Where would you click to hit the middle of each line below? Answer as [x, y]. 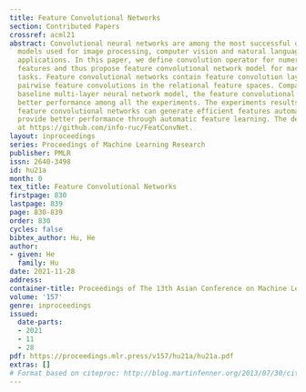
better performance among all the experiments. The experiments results [158, 102]
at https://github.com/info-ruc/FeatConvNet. [106, 128]
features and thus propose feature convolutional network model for [150, 69]
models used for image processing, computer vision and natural [142, 52]
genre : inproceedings [51, 306]
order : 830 [30, 221]
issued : [24, 314]
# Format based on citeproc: [65, 373]
